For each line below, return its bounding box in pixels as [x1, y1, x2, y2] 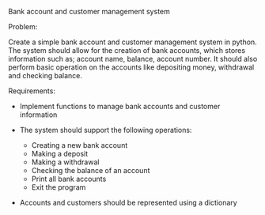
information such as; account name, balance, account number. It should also [8, 55, 258, 63]
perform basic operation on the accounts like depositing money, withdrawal [8, 62, 255, 72]
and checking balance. [8, 71, 83, 80]
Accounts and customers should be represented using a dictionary [19, 198, 237, 207]
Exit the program [31, 183, 86, 192]
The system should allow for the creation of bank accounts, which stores [8, 46, 246, 55]
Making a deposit [31, 149, 89, 158]
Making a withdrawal [31, 157, 100, 167]
